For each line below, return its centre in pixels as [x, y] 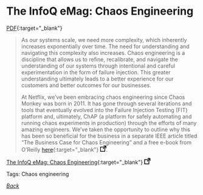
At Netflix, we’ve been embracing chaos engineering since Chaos [103, 97]
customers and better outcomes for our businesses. [86, 85]
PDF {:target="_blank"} [34, 28]
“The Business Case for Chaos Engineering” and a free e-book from [106, 142]
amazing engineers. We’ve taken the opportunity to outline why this [105, 129]
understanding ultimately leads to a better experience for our [98, 79]
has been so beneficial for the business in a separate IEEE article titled [109, 136]
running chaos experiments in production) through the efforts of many [109, 122]
